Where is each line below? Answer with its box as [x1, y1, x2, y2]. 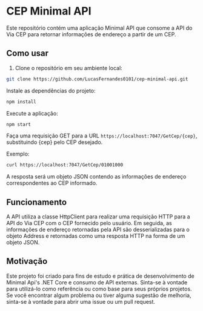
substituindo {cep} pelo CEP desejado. [6, 139, 103, 146]
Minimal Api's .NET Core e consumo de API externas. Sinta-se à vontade [6, 278, 188, 286]
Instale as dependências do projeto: [6, 87, 96, 94]
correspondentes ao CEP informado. [6, 180, 98, 187]
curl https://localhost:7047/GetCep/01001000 [6, 162, 123, 168]
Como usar [6, 48, 49, 59]
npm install [6, 99, 36, 105]
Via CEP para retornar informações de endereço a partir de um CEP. [6, 30, 176, 38]
